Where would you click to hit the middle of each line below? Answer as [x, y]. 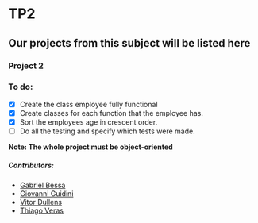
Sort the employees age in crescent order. [89, 122]
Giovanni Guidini [46, 194]
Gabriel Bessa [42, 185]
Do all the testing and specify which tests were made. [108, 131]
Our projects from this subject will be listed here [129, 43]
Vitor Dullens [40, 202]
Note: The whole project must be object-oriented [90, 147]
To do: [21, 87]
